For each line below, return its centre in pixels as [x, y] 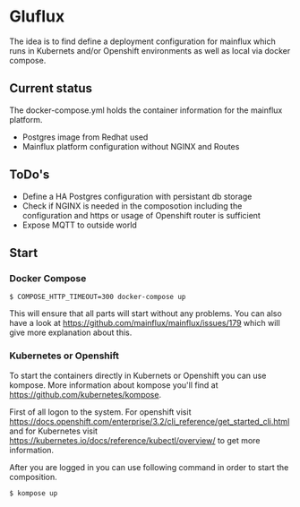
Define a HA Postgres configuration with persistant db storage [137, 196]
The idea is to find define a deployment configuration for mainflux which [142, 41]
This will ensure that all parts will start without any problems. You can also [146, 314]
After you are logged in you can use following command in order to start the [149, 467]
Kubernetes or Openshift [64, 356]
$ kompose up [34, 493]
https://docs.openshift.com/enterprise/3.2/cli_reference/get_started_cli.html [150, 421]
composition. [34, 477]
